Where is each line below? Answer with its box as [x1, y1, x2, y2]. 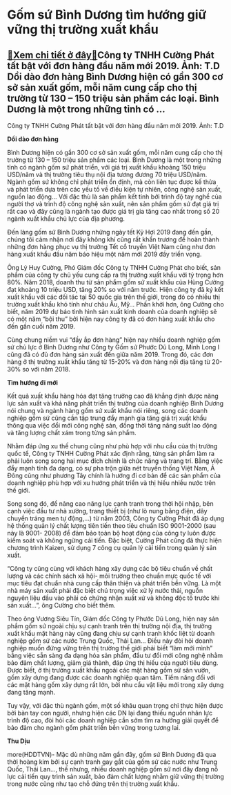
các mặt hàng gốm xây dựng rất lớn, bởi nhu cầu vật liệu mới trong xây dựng [7, 681, 224, 688]
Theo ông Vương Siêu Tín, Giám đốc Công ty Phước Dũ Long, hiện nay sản [7, 614, 219, 623]
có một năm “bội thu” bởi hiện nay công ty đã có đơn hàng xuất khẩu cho [7, 315, 215, 323]
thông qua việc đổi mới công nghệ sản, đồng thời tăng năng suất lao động [7, 421, 217, 429]
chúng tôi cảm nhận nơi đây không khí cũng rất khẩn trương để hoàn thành [7, 235, 219, 244]
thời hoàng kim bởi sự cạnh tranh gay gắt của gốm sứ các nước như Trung [7, 758, 217, 766]
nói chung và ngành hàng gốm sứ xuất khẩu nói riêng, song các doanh [7, 407, 208, 414]
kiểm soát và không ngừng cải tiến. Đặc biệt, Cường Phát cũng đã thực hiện [7, 536, 222, 545]
